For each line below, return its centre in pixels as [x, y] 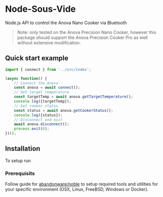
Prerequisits [20, 173]
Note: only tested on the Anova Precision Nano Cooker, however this [87, 32]
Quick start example [37, 58]
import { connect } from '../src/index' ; [48, 69]
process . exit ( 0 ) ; [32, 129]
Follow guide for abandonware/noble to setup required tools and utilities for [82, 184]
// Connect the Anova [36, 83]
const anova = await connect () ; [47, 88]
